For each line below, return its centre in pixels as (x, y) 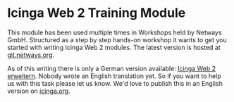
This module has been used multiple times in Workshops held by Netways (115, 32)
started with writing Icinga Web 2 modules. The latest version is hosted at (114, 47)
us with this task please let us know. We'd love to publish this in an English (115, 83)
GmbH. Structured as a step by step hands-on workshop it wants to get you (117, 39)
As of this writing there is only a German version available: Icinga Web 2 (112, 68)
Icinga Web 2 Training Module (97, 13)
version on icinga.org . (39, 91)
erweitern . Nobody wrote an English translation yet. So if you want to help (114, 76)
